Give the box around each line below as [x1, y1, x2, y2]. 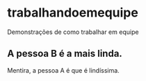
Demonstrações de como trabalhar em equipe [7, 28, 139, 36]
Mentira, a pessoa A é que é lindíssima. [7, 66, 120, 74]
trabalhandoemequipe [7, 5, 139, 21]
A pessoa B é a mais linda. [7, 48, 123, 60]
